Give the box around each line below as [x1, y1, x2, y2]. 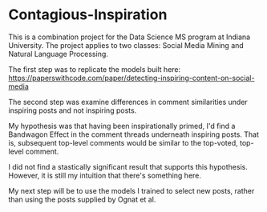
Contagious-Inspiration [8, 6, 168, 24]
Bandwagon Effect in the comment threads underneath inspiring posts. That [8, 130, 259, 139]
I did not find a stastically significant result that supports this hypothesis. [8, 162, 249, 171]
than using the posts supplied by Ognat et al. [8, 194, 156, 204]
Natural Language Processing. [8, 49, 108, 58]
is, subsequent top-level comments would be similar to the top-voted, [8, 138, 238, 147]
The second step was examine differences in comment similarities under [8, 97, 249, 106]
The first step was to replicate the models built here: [8, 64, 181, 74]
